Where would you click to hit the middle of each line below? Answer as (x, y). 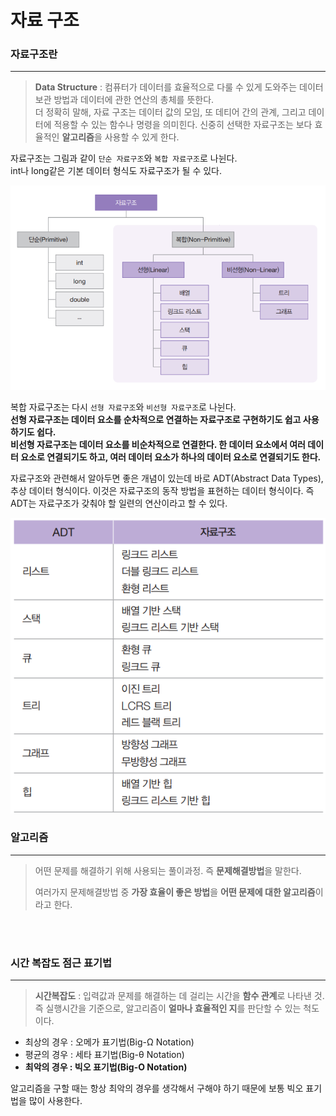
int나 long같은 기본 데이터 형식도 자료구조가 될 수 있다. (116, 171)
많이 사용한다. (55, 1101)
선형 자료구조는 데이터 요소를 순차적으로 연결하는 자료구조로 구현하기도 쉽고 (156, 420)
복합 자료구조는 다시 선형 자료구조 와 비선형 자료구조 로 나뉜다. (123, 407)
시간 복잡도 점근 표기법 (61, 963)
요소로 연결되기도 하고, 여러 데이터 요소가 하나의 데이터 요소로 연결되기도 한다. (171, 457)
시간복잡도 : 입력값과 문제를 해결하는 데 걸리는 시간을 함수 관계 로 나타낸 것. (179, 996)
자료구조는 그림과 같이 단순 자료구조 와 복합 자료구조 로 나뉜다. (124, 158)
